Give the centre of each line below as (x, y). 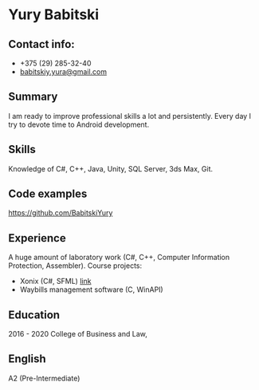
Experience (37, 238)
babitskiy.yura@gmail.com (63, 72)
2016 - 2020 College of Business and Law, (78, 334)
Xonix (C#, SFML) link (55, 282)
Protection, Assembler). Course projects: (75, 266)
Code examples (48, 194)
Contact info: (42, 44)
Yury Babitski (54, 15)
